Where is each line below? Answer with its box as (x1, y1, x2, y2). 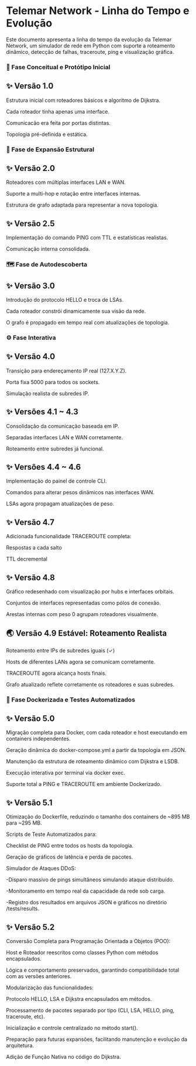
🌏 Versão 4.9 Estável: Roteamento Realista (6, 628, 167, 638)
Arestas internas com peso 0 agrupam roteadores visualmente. (6, 610, 158, 617)
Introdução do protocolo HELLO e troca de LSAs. (6, 296, 124, 303)
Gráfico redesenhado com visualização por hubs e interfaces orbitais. (6, 587, 174, 595)
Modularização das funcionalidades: (6, 984, 94, 991)
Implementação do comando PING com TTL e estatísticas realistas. (6, 234, 169, 241)
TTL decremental (6, 555, 48, 563)
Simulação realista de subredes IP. (6, 389, 90, 397)
